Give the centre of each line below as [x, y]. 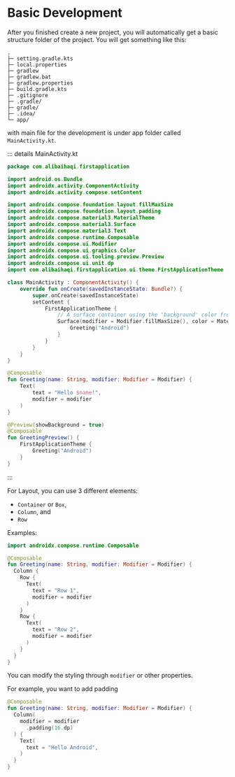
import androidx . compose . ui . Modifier [62, 244]
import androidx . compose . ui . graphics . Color [72, 250]
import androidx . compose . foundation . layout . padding [84, 211]
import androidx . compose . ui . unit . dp [60, 264]
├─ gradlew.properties [40, 83]
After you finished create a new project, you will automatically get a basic [113, 32]
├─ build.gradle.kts [37, 89]
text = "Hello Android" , [62, 747]
